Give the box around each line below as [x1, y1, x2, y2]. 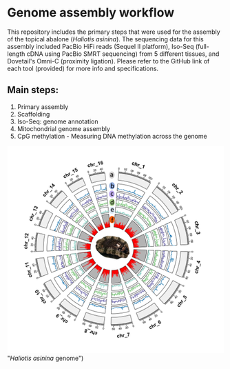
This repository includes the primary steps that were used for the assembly [7, 28, 220, 36]
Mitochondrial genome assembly [17, 124, 110, 132]
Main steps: [7, 84, 59, 96]
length [7, 50, 25, 58]
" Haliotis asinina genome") [7, 354, 84, 363]
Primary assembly [17, 102, 69, 111]
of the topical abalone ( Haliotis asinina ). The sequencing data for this [7, 34, 205, 43]
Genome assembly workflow [7, 5, 175, 21]
